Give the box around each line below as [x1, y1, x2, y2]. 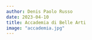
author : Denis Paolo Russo [6, 8, 73, 15]
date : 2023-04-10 [6, 14, 49, 20]
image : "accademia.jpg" [6, 25, 65, 31]
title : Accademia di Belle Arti [6, 19, 86, 25]
